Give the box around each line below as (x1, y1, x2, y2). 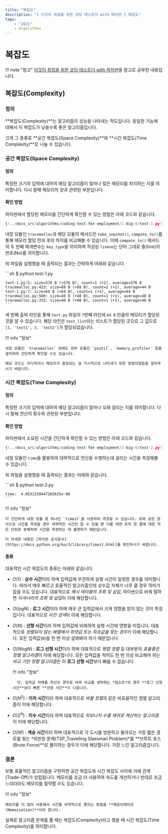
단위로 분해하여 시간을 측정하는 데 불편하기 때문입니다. (10, 527, 109, 533)
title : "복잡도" (5, 7, 36, 13)
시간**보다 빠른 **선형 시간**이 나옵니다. (12, 685, 89, 691)
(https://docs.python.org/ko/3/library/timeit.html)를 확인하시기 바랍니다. (5, 542, 158, 548)
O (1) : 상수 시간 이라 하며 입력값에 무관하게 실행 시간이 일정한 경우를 (12, 576, 143, 582)
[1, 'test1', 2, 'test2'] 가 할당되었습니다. (5, 324, 94, 330)
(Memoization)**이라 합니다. (5, 807, 61, 812)
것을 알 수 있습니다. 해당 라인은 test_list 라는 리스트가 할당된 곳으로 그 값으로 (5, 318, 157, 324)
